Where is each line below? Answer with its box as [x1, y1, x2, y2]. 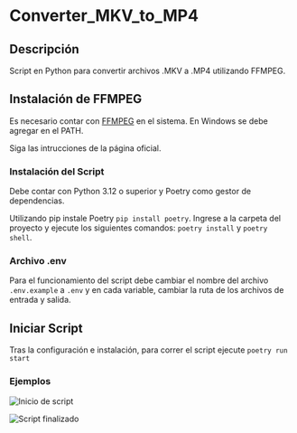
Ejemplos [9, 375, 51, 388]
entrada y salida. [9, 295, 71, 306]
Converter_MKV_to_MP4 [9, 5, 199, 26]
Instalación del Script [9, 165, 105, 177]
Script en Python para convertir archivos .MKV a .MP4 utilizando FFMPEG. [9, 65, 286, 76]
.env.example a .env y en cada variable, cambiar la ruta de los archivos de [9, 285, 284, 296]
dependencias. [9, 195, 65, 206]
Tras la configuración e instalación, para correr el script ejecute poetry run [9, 344, 288, 355]
